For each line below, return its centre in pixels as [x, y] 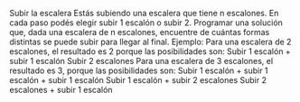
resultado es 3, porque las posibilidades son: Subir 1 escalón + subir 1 [139, 70]
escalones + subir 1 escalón [61, 90]
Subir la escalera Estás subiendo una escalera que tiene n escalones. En [144, 13]
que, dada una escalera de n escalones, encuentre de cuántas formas [140, 32]
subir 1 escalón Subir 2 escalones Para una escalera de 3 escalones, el [141, 61]
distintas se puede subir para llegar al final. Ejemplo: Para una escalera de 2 [150, 42]
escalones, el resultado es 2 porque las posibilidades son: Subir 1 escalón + [150, 51]
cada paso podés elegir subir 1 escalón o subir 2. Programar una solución [146, 23]
